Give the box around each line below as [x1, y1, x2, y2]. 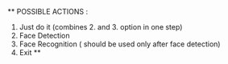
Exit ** [19, 48, 41, 57]
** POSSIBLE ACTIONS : [7, 7, 89, 16]
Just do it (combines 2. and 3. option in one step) [19, 22, 183, 31]
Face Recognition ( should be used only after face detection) [19, 39, 221, 49]
